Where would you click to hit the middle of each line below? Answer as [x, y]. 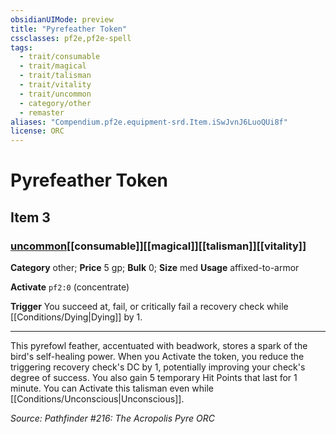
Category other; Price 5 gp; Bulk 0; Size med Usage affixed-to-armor [155, 267]
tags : [21, 47]
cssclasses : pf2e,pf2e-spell [71, 38]
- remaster [42, 112]
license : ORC [37, 131]
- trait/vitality [55, 85]
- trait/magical [53, 66]
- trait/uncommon [55, 94]
